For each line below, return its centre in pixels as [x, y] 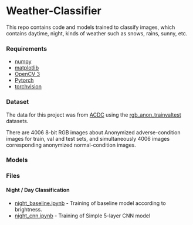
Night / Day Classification [38, 190]
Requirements [27, 48]
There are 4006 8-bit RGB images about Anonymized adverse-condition [93, 132]
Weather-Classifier [54, 11]
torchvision [28, 87]
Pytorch [24, 80]
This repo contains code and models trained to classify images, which [91, 27]
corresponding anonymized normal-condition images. [71, 145]
